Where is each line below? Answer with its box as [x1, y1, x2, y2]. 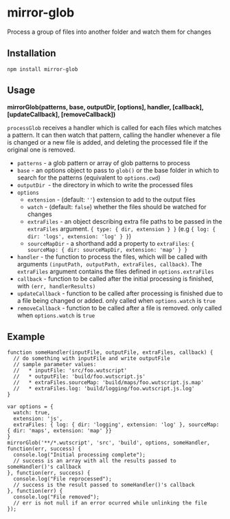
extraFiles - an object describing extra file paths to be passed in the [27, 217, 222, 225]
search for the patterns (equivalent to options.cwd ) [16, 173, 161, 182]
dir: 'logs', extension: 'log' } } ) [27, 232, 132, 240]
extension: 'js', [13, 415, 63, 423]
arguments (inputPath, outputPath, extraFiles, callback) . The [16, 259, 203, 268]
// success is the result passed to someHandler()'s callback [13, 482, 195, 489]
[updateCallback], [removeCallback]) [7, 110, 116, 118]
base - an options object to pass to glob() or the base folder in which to [16, 166, 220, 174]
